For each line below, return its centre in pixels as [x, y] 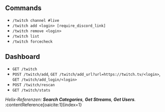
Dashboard [23, 57]
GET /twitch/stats [31, 90]
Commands [24, 8]
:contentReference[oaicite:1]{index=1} [44, 105]
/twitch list [26, 36]
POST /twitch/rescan [33, 85]
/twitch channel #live [36, 20]
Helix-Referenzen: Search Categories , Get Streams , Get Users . [71, 99]
